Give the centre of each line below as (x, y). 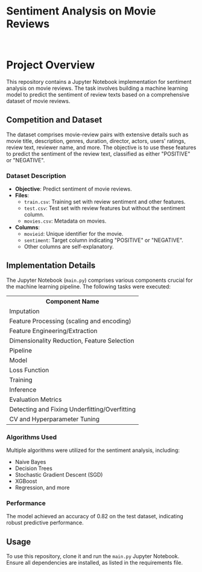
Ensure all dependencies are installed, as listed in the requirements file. (95, 563)
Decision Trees (33, 468)
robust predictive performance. (45, 523)
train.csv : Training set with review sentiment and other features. (105, 202)
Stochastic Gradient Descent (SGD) (59, 475)
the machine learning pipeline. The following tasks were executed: (88, 286)
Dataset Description (36, 176)
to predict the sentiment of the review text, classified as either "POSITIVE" (98, 154)
